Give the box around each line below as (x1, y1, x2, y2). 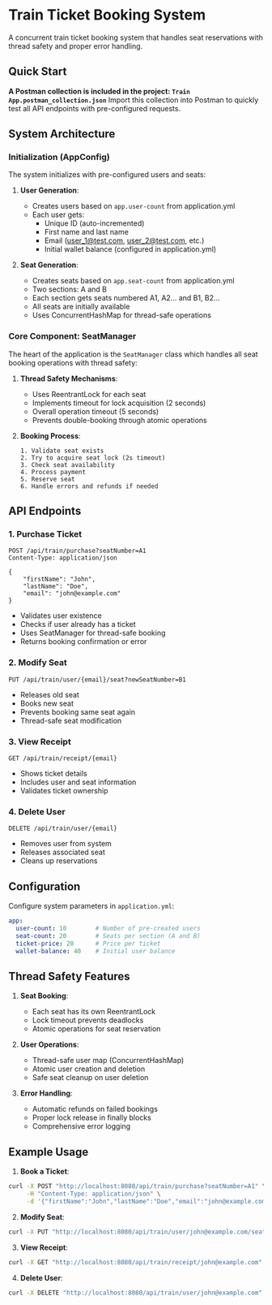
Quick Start (8, 65, 67, 79)
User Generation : (19, 185, 79, 196)
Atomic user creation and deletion (32, 1064, 146, 1074)
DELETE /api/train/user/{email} (8, 824, 117, 833)
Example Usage (8, 1145, 89, 1159)
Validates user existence (19, 611, 103, 620)
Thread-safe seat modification (19, 715, 122, 725)
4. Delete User (8, 806, 66, 817)
